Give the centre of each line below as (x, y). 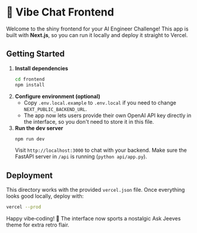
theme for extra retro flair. (38, 225)
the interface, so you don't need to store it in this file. (89, 121)
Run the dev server (39, 128)
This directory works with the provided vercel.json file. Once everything (96, 190)
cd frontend (30, 79)
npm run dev (30, 139)
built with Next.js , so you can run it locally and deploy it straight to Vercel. (97, 35)
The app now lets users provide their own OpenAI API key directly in (107, 115)
